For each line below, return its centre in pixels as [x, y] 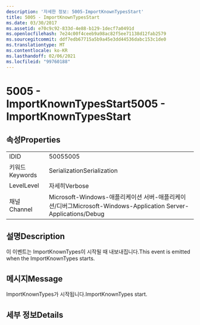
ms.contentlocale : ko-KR [37, 51]
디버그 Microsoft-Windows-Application [111, 206]
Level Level [24, 185]
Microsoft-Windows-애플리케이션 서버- [104, 197]
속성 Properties [33, 140]
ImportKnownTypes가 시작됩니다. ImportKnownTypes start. [77, 294]
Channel [21, 209]
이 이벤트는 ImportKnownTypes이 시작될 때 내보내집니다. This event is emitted [98, 252]
